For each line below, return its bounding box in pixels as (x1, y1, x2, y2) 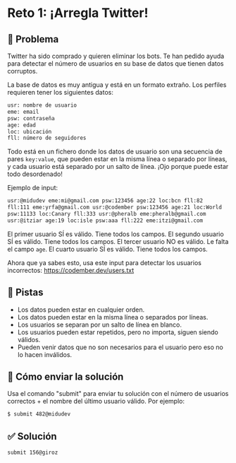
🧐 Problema (7, 33, 59, 45)
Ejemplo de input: (7, 184, 58, 192)
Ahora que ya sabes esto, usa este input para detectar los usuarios (7, 258, 202, 266)
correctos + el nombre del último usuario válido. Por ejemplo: (7, 397, 185, 406)
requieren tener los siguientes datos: (7, 88, 114, 96)
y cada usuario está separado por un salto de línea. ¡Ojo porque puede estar (7, 163, 229, 171)
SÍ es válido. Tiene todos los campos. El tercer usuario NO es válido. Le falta (7, 237, 229, 245)
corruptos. (7, 67, 38, 75)
